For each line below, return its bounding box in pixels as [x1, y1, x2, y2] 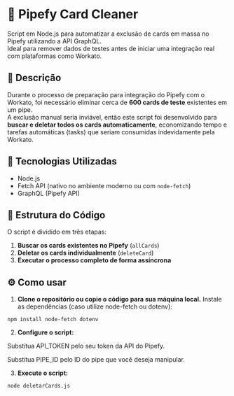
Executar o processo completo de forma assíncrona [17, 256, 172, 264]
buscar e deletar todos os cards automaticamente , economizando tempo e [7, 120, 228, 129]
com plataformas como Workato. [7, 52, 102, 60]
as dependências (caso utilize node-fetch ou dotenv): [17, 302, 173, 311]
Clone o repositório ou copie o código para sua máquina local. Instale [17, 295, 222, 304]
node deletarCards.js [7, 383, 71, 390]
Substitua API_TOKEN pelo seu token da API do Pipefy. [7, 342, 165, 351]
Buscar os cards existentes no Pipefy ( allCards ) [17, 241, 160, 250]
